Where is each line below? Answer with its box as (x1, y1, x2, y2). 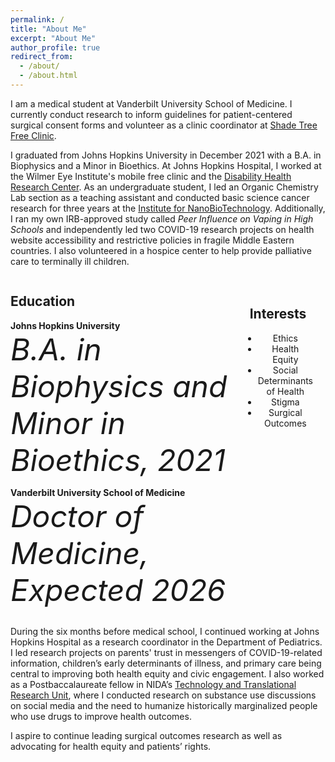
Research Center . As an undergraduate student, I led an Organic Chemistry (10, 181, 319, 193)
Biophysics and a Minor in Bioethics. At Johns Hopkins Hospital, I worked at (10, 159, 322, 171)
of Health (266, 385, 305, 397)
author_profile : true (10, 42, 101, 53)
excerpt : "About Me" (10, 33, 97, 43)
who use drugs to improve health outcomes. (10, 710, 192, 722)
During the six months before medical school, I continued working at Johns (10, 625, 320, 637)
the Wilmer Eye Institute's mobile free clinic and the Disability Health (10, 170, 292, 182)
